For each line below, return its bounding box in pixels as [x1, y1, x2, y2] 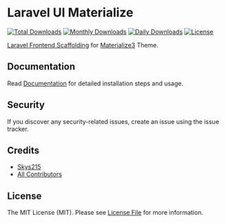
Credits [7, 145, 40, 156]
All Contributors [17, 170, 62, 178]
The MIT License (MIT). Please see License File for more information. [7, 209, 203, 217]
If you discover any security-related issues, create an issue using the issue [7, 117, 219, 125]
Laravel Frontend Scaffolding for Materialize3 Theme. [7, 41, 158, 49]
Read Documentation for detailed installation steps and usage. [7, 79, 184, 87]
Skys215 [17, 163, 41, 171]
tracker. [7, 125, 29, 133]
